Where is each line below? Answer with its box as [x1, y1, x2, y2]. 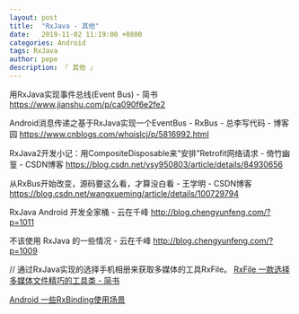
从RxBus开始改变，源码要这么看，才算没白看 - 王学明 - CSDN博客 [9, 178, 252, 188]
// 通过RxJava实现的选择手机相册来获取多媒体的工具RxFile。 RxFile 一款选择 [9, 264, 290, 275]
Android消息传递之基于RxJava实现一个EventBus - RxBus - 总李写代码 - [9, 118, 272, 128]
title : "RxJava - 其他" [9, 22, 100, 31]
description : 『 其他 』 [9, 64, 97, 73]
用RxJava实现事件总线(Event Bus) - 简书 [9, 89, 159, 100]
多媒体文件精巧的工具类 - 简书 [9, 275, 120, 285]
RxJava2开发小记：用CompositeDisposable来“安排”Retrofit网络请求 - [9, 147, 265, 158]
